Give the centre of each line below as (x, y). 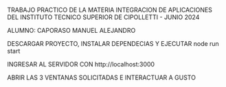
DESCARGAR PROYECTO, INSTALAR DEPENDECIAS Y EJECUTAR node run (113, 43)
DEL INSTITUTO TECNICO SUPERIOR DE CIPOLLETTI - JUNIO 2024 (103, 17)
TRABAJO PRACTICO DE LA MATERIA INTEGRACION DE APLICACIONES (110, 10)
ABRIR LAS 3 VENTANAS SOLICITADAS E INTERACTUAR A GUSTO (101, 77)
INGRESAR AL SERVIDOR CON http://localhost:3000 (81, 64)
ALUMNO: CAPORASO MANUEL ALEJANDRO (71, 30)
